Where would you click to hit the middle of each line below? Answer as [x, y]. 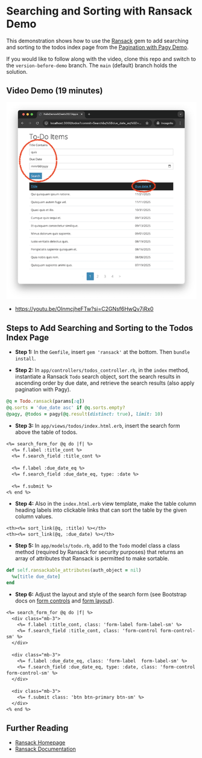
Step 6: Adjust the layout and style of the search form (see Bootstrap [101, 595]
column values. [34, 516]
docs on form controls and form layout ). [65, 601]
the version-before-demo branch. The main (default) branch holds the [92, 65]
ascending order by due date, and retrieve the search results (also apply [105, 383]
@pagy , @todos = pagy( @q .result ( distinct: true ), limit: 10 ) [85, 414]
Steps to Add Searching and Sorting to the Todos [100, 328]
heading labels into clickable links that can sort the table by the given [101, 510]
